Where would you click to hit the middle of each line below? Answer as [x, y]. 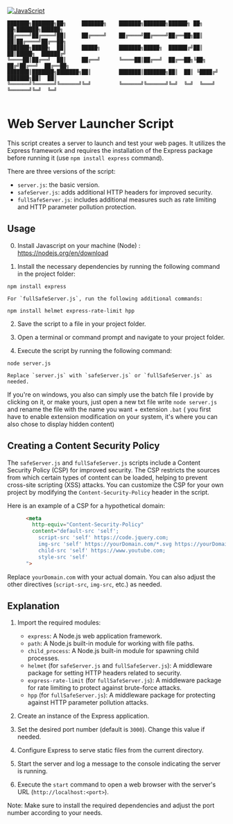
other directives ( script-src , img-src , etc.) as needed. [85, 584]
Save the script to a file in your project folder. [81, 324]
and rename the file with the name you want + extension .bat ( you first [109, 409]
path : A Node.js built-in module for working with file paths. [111, 643]
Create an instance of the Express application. [83, 716]
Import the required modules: [59, 623]
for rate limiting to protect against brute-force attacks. [105, 688]
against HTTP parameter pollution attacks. [88, 702]
